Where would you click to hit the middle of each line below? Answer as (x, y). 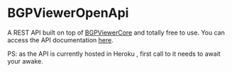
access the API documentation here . (60, 40)
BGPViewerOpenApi (68, 13)
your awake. (26, 61)
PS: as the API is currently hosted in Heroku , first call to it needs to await (114, 54)
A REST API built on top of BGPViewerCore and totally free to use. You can (116, 32)
